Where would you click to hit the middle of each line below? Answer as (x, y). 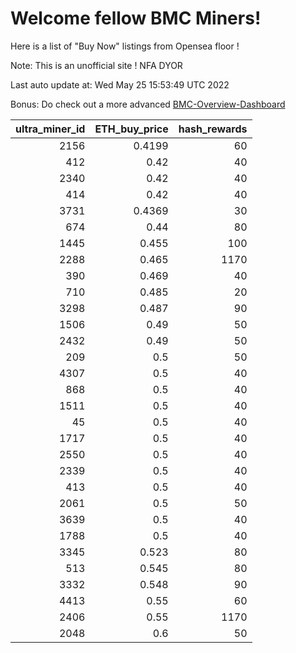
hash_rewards (213, 129)
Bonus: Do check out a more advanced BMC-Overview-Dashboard (148, 104)
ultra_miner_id (50, 129)
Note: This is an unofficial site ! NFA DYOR (96, 65)
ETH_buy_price (131, 129)
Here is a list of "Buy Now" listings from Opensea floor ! (125, 46)
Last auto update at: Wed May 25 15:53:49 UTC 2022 (120, 84)
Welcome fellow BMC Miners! (136, 18)
